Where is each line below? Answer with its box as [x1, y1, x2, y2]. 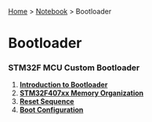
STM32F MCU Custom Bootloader [8, 62, 140, 73]
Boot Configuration [19, 105, 84, 115]
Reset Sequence [19, 97, 74, 106]
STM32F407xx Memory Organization [19, 88, 144, 98]
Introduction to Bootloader [19, 80, 108, 90]
